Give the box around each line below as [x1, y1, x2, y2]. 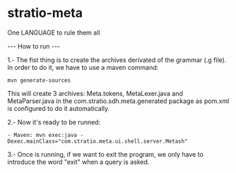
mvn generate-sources [7, 76, 71, 84]
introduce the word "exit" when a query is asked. [7, 157, 150, 166]
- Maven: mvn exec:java [7, 131, 78, 138]
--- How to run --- [7, 42, 61, 50]
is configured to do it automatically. [7, 104, 110, 112]
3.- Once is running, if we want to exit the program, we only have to [7, 150, 203, 158]
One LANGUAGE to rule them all [7, 28, 100, 37]
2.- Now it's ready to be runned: [7, 118, 101, 126]
